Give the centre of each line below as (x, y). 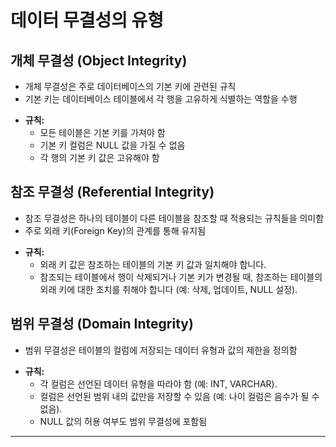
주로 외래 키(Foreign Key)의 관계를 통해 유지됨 (115, 230)
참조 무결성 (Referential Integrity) (112, 192)
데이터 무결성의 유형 (87, 20)
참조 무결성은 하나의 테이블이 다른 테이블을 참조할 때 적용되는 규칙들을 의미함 (174, 218)
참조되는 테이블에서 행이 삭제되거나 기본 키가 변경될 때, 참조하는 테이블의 (181, 277)
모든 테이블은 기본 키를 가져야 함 (102, 132)
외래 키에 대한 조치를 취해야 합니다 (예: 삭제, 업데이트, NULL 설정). (168, 289)
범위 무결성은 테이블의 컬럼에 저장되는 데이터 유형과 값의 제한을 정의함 (161, 350)
